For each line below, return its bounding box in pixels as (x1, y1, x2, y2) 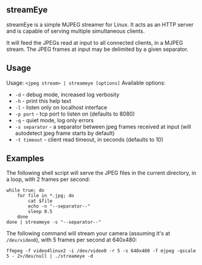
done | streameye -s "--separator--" (6, 219, 102, 226)
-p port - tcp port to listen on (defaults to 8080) (15, 110, 135, 117)
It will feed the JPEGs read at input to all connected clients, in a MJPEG (6, 39, 183, 46)
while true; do (6, 188, 45, 194)
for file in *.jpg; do (17, 193, 74, 199)
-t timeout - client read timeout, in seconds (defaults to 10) (15, 136, 164, 143)
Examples (6, 154, 44, 164)
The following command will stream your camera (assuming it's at (6, 230, 171, 237)
